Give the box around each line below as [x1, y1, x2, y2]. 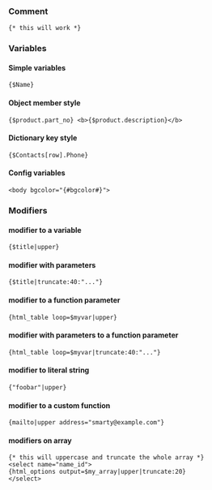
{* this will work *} [8, 24, 82, 32]
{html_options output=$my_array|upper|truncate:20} [8, 468, 186, 476]
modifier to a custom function [8, 400, 111, 410]
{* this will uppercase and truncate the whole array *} [8, 453, 205, 462]
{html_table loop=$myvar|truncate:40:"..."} [8, 348, 161, 356]
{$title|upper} [8, 243, 60, 251]
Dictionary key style [8, 133, 78, 143]
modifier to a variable [8, 225, 83, 234]
